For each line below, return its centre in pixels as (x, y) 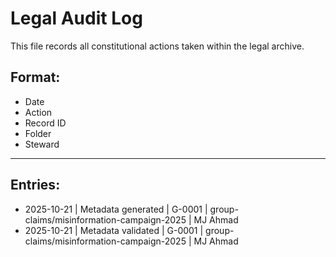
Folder (38, 133)
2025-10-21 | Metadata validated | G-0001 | (114, 230)
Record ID (45, 123)
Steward (42, 144)
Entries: (35, 185)
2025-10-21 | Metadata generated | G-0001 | (116, 209)
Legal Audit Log (76, 18)
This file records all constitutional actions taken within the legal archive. (157, 46)
